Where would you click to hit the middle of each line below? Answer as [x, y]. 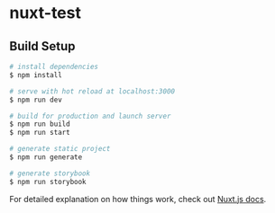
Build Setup [42, 46]
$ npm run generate [46, 157]
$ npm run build [40, 124]
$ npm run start [40, 133]
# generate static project [60, 149]
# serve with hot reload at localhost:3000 [92, 91]
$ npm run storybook [48, 182]
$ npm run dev [36, 100]
